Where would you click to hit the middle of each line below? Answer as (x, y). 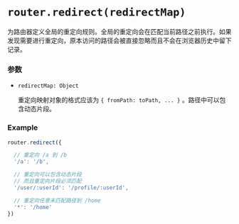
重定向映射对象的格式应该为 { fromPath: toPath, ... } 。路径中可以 (118, 100)
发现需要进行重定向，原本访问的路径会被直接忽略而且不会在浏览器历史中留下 (119, 40)
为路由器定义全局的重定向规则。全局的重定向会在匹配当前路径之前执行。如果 (119, 31)
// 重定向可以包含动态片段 (48, 175)
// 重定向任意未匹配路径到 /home (57, 201)
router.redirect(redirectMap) (97, 12)
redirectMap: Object (48, 86)
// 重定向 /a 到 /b (41, 155)
